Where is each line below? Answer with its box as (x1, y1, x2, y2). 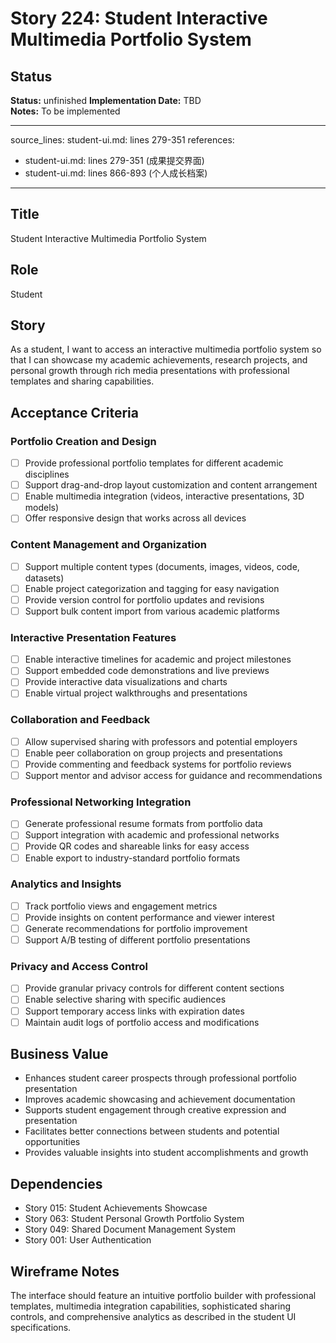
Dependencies (10, 1175, 103, 1192)
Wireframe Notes (10, 1263, 120, 1280)
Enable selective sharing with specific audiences (24, 993, 227, 1006)
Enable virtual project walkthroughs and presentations (24, 687, 248, 699)
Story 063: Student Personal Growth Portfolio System (24, 1213, 245, 1225)
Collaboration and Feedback (10, 713, 151, 727)
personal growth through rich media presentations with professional (10, 365, 290, 377)
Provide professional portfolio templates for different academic (24, 457, 284, 469)
